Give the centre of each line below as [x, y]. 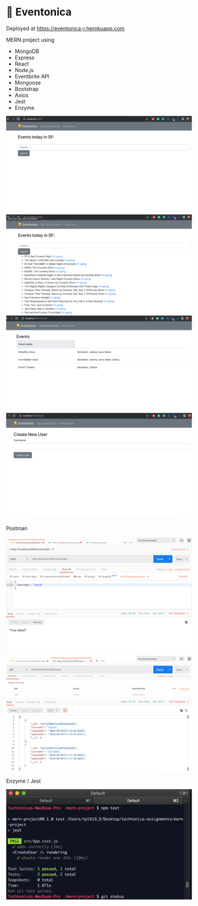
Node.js [24, 70]
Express [24, 57]
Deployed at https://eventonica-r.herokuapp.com [65, 28]
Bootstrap [27, 89]
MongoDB [27, 51]
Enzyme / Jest [24, 781]
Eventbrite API [32, 76]
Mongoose [28, 83]
